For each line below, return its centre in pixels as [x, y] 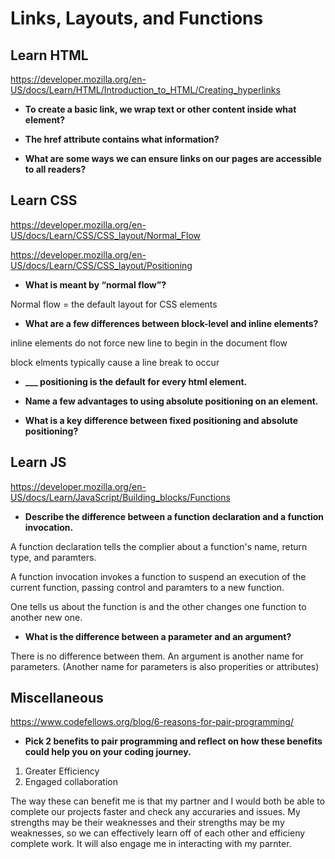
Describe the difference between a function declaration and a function [174, 516]
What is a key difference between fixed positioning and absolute [161, 420]
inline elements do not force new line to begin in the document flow [149, 343]
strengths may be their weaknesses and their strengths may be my [147, 823]
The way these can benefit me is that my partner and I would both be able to [168, 801]
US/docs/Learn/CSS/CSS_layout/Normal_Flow [106, 235]
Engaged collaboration [71, 782]
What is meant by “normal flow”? [95, 284]
